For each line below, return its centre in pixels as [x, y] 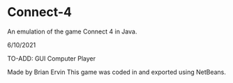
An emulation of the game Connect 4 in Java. [72, 31]
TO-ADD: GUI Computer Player [52, 58]
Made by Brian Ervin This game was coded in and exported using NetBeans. [117, 72]
